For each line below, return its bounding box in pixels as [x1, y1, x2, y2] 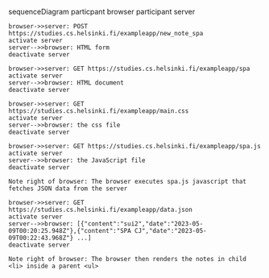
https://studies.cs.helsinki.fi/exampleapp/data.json [8, 205, 193, 214]
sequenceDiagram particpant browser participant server [8, 7, 196, 16]
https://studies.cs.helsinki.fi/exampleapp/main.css [8, 107, 189, 115]
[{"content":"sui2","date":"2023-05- [77, 220, 204, 228]
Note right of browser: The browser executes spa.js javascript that [8, 177, 247, 185]
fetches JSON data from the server [8, 185, 128, 193]
